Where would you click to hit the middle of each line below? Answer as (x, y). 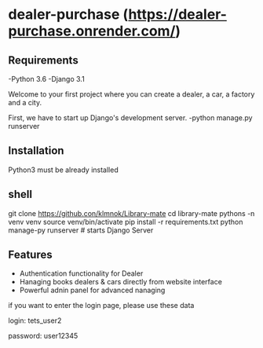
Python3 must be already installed (64, 170)
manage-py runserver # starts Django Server (81, 230)
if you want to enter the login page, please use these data (101, 306)
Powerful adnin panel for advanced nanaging (92, 290)
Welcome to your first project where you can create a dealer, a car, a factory (131, 94)
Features (30, 255)
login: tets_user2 (35, 321)
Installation (36, 151)
